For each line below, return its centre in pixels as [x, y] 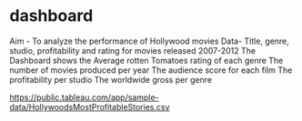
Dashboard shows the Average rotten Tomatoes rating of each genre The [146, 60]
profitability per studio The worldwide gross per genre [111, 79]
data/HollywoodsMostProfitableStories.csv [90, 106]
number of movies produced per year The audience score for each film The [151, 70]
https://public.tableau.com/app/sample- [84, 97]
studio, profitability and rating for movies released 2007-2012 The [133, 50]
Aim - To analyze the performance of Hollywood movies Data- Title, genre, [149, 41]
